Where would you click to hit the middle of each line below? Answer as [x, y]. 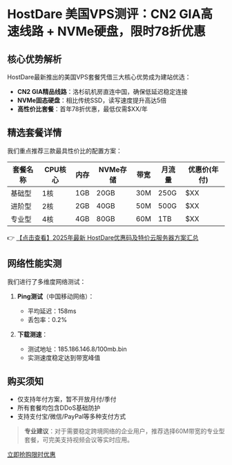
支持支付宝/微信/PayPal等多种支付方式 [71, 417]
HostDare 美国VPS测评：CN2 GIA [104, 14]
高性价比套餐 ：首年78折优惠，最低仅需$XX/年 [83, 109]
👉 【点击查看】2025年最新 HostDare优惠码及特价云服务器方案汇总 [103, 237]
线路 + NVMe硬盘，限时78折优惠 [113, 31]
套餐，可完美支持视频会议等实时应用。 [78, 440]
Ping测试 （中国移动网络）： [56, 296]
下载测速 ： [32, 334]
